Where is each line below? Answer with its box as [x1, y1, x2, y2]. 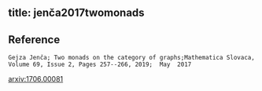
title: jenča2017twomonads [8, 6, 145, 20]
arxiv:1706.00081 [8, 75, 64, 84]
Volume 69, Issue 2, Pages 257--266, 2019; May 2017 [8, 60, 192, 69]
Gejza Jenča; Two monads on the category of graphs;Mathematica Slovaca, [8, 54, 256, 62]
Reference [8, 33, 61, 46]
